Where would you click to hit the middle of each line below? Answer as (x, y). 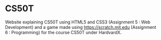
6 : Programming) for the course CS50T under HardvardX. (63, 32)
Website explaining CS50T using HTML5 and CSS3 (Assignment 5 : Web (78, 22)
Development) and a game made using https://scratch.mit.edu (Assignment (81, 27)
